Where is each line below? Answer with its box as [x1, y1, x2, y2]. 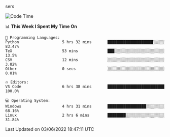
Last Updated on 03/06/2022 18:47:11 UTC [5, 126, 94, 132]
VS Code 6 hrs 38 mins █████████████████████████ [5, 84, 165, 89]
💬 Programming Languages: [5, 35, 60, 40]
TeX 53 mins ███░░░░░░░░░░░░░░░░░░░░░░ [5, 48, 165, 53]
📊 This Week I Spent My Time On [5, 23, 77, 29]
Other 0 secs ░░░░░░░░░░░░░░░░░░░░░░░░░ [5, 66, 165, 71]
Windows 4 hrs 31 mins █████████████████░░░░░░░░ [5, 104, 165, 109]
